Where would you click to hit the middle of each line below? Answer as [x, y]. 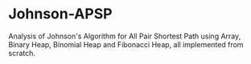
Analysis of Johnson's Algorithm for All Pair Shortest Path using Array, [125, 36]
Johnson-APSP [60, 14]
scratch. [22, 53]
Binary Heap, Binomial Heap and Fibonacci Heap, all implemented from [126, 44]
